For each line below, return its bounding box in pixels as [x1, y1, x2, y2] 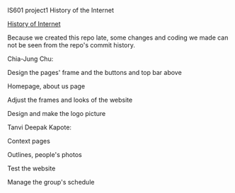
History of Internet [7, 20, 61, 28]
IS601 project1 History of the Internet [7, 6, 115, 14]
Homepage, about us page [7, 82, 86, 90]
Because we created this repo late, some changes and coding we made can [7, 33, 229, 42]
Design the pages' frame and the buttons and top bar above [7, 69, 182, 76]
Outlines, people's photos [7, 151, 83, 158]
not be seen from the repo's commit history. [7, 41, 136, 49]
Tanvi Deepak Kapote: [7, 123, 72, 131]
